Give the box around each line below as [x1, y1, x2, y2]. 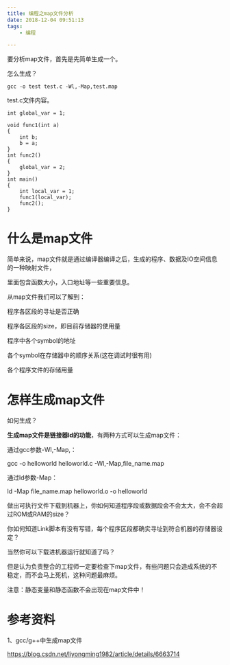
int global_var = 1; [7, 110, 66, 117]
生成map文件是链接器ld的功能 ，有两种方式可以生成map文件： [7, 431, 182, 440]
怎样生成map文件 [7, 392, 105, 408]
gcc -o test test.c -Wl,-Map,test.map [7, 83, 118, 90]
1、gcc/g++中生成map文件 [7, 636, 83, 644]
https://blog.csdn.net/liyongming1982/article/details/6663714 [7, 650, 180, 658]
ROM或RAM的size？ [12, 510, 71, 519]
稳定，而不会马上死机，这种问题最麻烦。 [7, 571, 121, 579]
